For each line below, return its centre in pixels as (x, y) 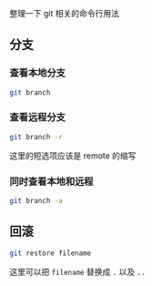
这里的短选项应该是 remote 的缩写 (73, 155)
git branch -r (36, 137)
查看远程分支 (38, 117)
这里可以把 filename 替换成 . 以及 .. (77, 271)
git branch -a (36, 201)
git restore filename (51, 253)
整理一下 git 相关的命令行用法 (65, 13)
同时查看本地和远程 (51, 181)
